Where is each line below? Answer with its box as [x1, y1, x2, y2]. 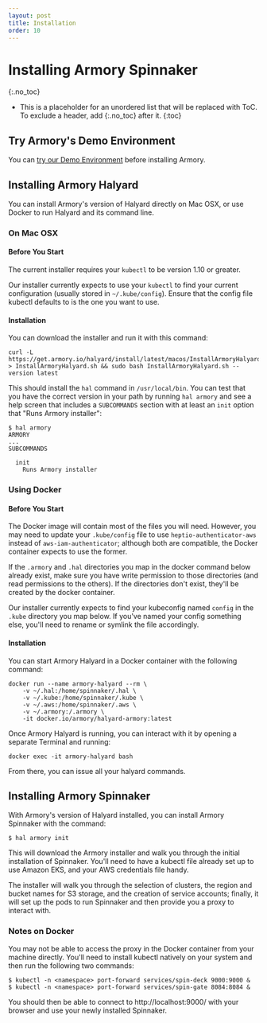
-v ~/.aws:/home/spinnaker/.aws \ [22, 701, 137, 709]
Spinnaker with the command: [8, 819, 106, 828]
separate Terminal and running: [8, 737, 111, 746]
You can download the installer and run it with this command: [8, 333, 208, 343]
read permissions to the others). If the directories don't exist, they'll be [8, 579, 239, 589]
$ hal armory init [8, 834, 69, 842]
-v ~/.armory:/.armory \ [22, 707, 105, 716]
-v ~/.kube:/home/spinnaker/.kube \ [22, 694, 145, 702]
